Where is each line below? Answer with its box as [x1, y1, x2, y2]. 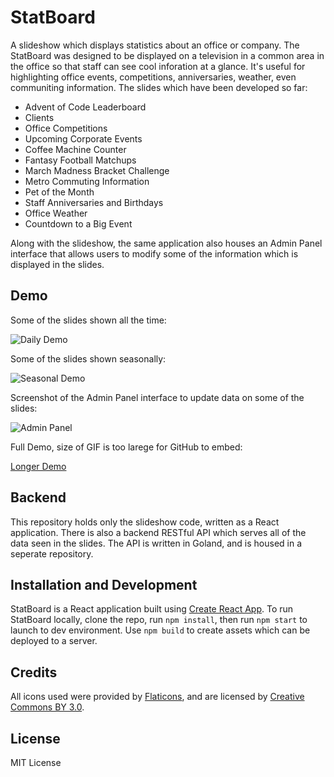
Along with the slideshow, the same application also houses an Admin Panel [10, 237, 323, 249]
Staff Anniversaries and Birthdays [24, 196, 164, 208]
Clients [24, 111, 55, 123]
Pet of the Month [24, 186, 95, 198]
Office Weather [24, 207, 88, 219]
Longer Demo [10, 460, 67, 472]
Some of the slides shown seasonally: [10, 352, 167, 365]
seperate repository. [10, 547, 94, 560]
